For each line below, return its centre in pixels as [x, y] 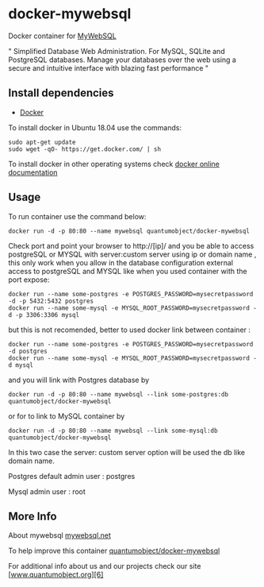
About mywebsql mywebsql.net [59, 535]
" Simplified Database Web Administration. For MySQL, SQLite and [117, 51]
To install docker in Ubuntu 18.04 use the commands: [95, 127]
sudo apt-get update [42, 142]
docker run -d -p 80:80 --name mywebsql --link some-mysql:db [113, 431]
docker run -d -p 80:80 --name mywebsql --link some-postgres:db [118, 394]
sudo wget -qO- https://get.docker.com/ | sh [84, 149]
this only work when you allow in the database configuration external [121, 262]
